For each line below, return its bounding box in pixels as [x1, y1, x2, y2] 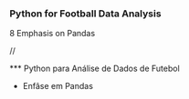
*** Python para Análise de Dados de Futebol [9, 63, 180, 74]
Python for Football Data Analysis [9, 7, 162, 20]
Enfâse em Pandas [22, 81, 94, 92]
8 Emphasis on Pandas [9, 28, 96, 39]
